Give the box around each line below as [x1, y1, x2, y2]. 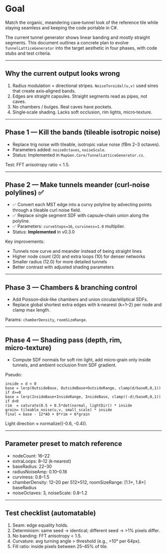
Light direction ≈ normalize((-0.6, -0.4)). [5, 421, 87, 426]
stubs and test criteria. [5, 50, 51, 56]
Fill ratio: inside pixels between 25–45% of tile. [12, 543, 108, 549]
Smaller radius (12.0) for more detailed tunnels [12, 259, 107, 265]
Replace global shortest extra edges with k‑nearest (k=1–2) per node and [12, 302, 162, 308]
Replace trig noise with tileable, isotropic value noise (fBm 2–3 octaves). [12, 141, 161, 147]
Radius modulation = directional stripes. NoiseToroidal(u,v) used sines [12, 83, 159, 89]
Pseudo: [5, 372, 22, 377]
